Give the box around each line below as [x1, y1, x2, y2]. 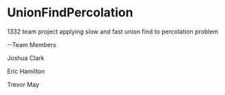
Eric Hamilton [7, 67, 45, 75]
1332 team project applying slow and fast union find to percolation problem [7, 27, 219, 36]
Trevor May [7, 80, 40, 88]
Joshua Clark [7, 53, 44, 62]
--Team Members [7, 40, 57, 49]
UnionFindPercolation [7, 5, 133, 21]
